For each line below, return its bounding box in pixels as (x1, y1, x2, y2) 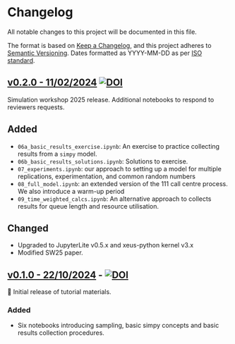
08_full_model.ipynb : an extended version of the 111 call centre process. (17, 179, 228, 188)
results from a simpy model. (17, 149, 97, 158)
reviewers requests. (7, 103, 65, 111)
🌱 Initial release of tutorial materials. (7, 288, 112, 296)
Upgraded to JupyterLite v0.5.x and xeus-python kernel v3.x (17, 241, 194, 250)
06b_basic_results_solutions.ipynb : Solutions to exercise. (17, 156, 188, 166)
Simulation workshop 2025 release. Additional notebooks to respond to (7, 95, 215, 104)
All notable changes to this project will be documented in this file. (7, 27, 198, 36)
